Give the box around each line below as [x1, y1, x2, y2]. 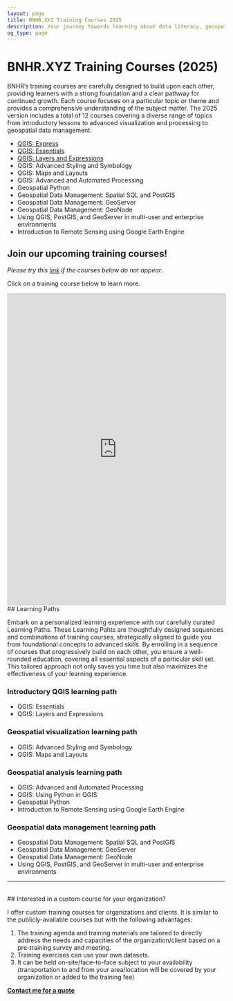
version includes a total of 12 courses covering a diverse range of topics [7, 111, 213, 120]
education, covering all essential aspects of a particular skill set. [32, 655, 216, 663]
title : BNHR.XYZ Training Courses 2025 [7, 17, 122, 24]
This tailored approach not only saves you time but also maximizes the [7, 662, 208, 671]
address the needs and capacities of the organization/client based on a [17, 936, 221, 944]
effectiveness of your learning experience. [7, 670, 128, 677]
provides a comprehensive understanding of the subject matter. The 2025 [7, 104, 218, 113]
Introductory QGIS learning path [7, 686, 118, 696]
